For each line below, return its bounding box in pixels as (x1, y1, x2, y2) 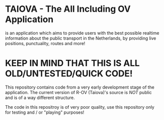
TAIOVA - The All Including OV (5, 3, 131, 15)
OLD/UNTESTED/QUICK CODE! (5, 68, 133, 79)
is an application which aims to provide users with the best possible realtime (5, 30, 160, 36)
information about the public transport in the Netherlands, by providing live (5, 35, 156, 41)
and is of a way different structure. (5, 95, 75, 100)
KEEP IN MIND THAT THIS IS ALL (5, 58, 140, 69)
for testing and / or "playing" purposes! (5, 109, 84, 115)
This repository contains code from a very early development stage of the (5, 84, 155, 90)
